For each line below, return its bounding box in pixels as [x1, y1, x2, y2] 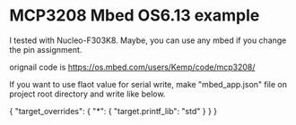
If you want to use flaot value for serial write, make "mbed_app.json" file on [9, 79, 287, 89]
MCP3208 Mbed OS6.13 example [9, 5, 260, 26]
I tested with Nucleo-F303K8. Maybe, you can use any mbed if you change [9, 35, 287, 46]
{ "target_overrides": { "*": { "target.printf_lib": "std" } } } [9, 105, 218, 116]
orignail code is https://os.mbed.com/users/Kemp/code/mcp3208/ [9, 62, 256, 72]
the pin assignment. [9, 44, 83, 54]
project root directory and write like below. [9, 88, 166, 99]
